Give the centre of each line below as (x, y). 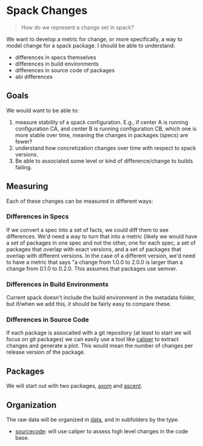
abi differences (34, 76)
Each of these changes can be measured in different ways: (80, 201)
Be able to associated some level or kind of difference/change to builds (104, 161)
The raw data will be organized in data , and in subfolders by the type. (93, 420)
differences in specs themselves (55, 57)
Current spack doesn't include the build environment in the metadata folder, (101, 297)
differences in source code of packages (65, 70)
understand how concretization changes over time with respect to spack (105, 148)
